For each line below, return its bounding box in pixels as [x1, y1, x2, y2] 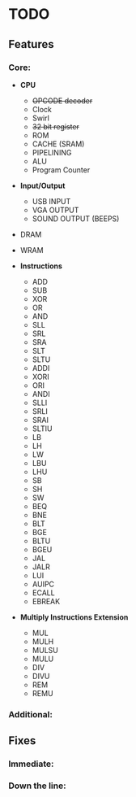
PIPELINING [32, 147, 72, 157]
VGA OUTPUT [32, 205, 79, 215]
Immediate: [8, 758, 54, 769]
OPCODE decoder [32, 95, 93, 106]
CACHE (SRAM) [32, 139, 85, 149]
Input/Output [19, 181, 66, 190]
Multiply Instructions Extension [19, 612, 129, 622]
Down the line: [8, 780, 66, 791]
